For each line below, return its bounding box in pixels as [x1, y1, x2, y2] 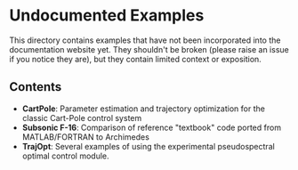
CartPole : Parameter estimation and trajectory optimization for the [21, 103, 265, 114]
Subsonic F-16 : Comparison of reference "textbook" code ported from [21, 122, 282, 133]
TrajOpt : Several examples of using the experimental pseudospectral [21, 141, 276, 151]
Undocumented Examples [9, 5, 205, 26]
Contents [9, 79, 62, 94]
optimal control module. [21, 150, 109, 161]
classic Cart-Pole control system [21, 112, 142, 123]
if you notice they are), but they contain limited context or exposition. [9, 53, 262, 64]
